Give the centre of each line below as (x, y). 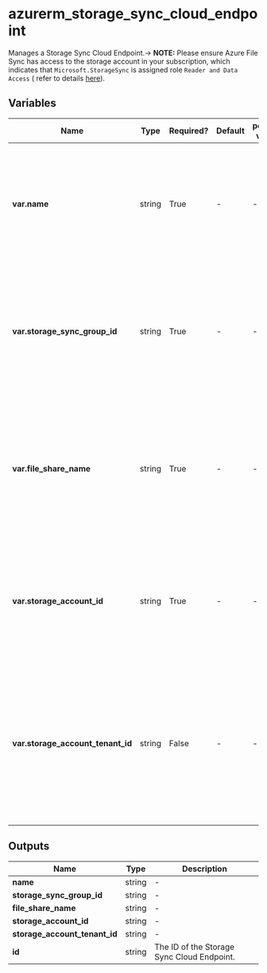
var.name (31, 204)
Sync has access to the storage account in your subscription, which (119, 61)
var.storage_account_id (58, 600)
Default (230, 131)
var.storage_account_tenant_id (72, 743)
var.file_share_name (52, 468)
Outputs (29, 846)
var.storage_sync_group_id (65, 331)
